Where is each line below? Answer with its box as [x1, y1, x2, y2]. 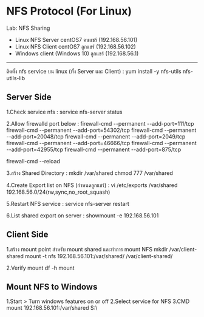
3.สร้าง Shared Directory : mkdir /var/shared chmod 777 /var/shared [6, 169, 173, 177]
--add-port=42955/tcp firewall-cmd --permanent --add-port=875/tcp [6, 146, 182, 153]
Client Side [6, 230, 49, 240]
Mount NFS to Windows [6, 281, 98, 292]
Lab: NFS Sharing [6, 24, 50, 32]
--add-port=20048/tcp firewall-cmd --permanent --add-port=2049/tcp [6, 132, 186, 140]
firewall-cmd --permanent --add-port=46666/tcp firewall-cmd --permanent [6, 139, 197, 146]
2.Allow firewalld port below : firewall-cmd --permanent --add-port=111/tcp [6, 120, 194, 127]
